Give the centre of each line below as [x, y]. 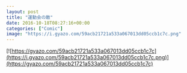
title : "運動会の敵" [29, 17]
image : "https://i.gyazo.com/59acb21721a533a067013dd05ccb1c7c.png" [94, 34]
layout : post [23, 12]
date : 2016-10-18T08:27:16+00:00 [48, 23]
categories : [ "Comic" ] [35, 28]
